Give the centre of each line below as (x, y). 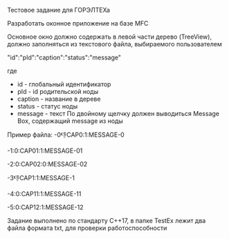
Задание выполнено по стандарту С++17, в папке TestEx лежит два (107, 221)
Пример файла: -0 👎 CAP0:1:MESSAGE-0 (66, 135)
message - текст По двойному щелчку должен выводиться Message (118, 114)
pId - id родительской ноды (58, 92)
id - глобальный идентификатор (64, 84)
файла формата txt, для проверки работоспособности (87, 228)
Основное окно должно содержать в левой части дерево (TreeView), (110, 37)
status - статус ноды (47, 106)
